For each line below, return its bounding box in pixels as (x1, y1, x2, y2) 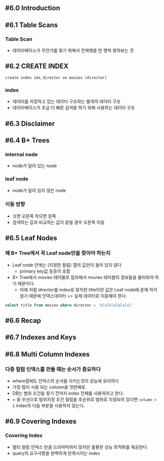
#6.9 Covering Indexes (5, 417, 77, 426)
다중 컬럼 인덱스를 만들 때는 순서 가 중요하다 (5, 366, 101, 372)
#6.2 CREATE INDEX (5, 62, 69, 71)
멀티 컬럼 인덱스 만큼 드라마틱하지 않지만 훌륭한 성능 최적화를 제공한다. (12, 444, 148, 450)
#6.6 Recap (5, 316, 41, 324)
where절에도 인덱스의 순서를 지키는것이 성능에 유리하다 (12, 378, 119, 384)
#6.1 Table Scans (5, 21, 58, 29)
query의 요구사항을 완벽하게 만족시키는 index (12, 450, 100, 456)
